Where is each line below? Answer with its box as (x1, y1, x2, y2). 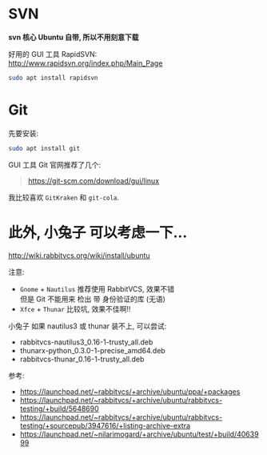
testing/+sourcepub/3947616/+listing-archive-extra (19, 421, 190, 430)
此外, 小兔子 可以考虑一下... (8, 223, 188, 241)
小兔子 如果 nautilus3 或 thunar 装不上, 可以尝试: (8, 321, 167, 331)
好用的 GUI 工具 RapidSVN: (8, 49, 98, 58)
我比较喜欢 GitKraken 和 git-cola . (8, 192, 120, 202)
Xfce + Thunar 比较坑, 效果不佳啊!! (19, 304, 131, 313)
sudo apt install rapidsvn (8, 74, 98, 82)
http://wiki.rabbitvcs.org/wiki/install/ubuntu (8, 250, 150, 260)
